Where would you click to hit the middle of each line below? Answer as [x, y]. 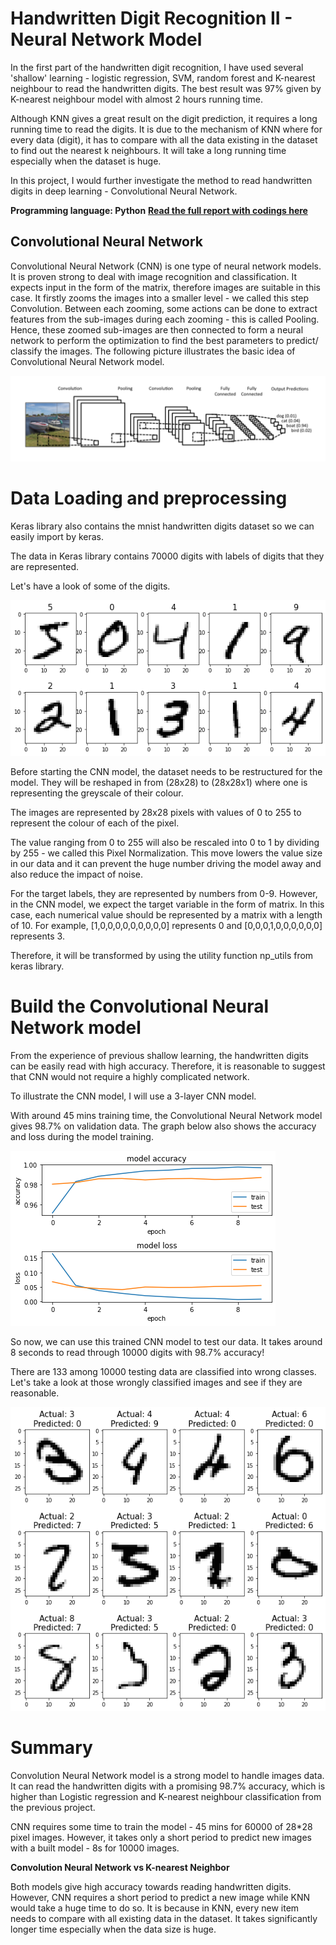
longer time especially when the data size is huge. [113, 1929]
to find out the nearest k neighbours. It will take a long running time [148, 150]
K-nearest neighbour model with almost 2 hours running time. [136, 99]
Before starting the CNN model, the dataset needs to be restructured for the [166, 772]
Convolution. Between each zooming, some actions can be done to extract [164, 308]
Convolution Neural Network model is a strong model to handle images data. [167, 1776]
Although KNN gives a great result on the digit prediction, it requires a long [164, 118]
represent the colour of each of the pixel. [95, 823]
